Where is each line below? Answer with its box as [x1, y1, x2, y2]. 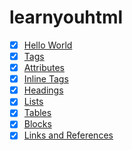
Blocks [23, 118, 52, 130]
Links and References [23, 129, 114, 141]
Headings [23, 84, 64, 96]
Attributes [23, 62, 65, 74]
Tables [23, 107, 52, 119]
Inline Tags [23, 73, 69, 85]
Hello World [23, 39, 73, 51]
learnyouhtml [9, 6, 124, 29]
